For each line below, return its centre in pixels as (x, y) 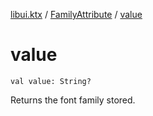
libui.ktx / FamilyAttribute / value (76, 14)
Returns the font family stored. (73, 100)
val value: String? (51, 81)
